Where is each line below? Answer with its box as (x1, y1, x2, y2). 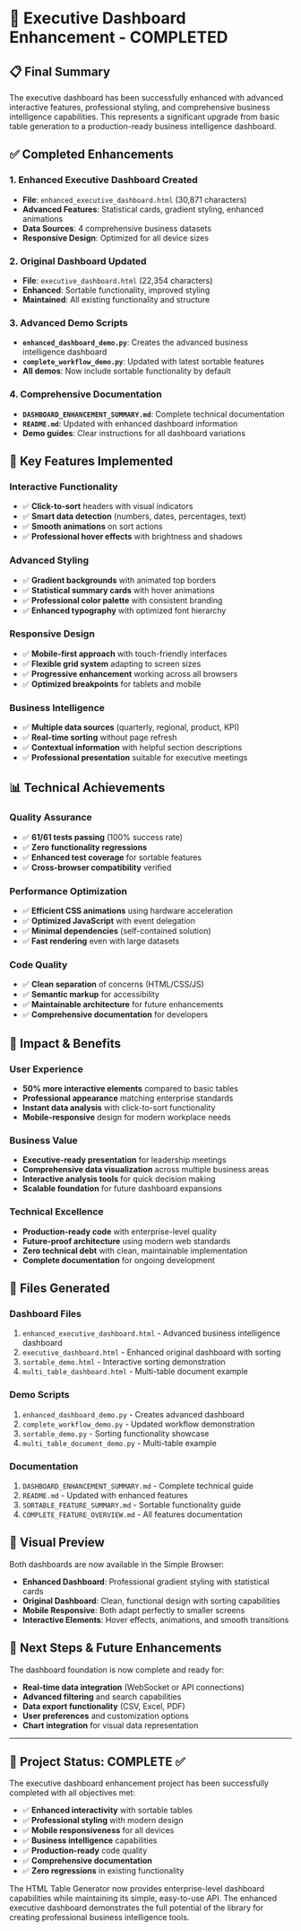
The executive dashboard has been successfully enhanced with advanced (9, 92, 284, 102)
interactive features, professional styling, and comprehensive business (9, 102, 271, 112)
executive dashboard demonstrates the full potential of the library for (9, 1902, 264, 1913)
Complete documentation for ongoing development (21, 1254, 215, 1265)
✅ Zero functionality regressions (21, 841, 148, 852)
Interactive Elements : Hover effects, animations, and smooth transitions (21, 1614, 289, 1625)
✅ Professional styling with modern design (21, 1815, 184, 1826)
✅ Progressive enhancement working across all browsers (21, 668, 238, 679)
